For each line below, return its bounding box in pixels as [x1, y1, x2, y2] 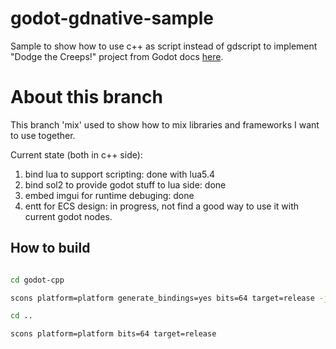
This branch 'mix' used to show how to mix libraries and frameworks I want [10, 118, 320, 131]
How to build [10, 240, 91, 257]
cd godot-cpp [10, 275, 65, 285]
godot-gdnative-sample [10, 7, 214, 30]
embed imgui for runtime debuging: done [24, 189, 195, 201]
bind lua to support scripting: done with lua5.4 [24, 168, 216, 180]
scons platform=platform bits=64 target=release [10, 329, 217, 339]
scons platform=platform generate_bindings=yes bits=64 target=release [10, 293, 315, 303]
